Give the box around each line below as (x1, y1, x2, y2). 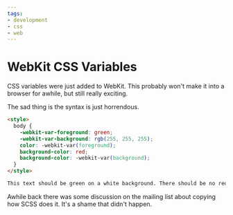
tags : (7, 10, 23, 17)
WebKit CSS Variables (7, 59, 137, 75)
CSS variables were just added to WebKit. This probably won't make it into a (7, 82, 225, 91)
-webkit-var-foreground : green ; (19, 129, 113, 135)
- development (7, 17, 49, 24)
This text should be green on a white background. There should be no (7, 180, 216, 187)
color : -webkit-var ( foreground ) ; (19, 142, 116, 149)
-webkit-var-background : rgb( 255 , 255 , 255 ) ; (19, 135, 154, 142)
